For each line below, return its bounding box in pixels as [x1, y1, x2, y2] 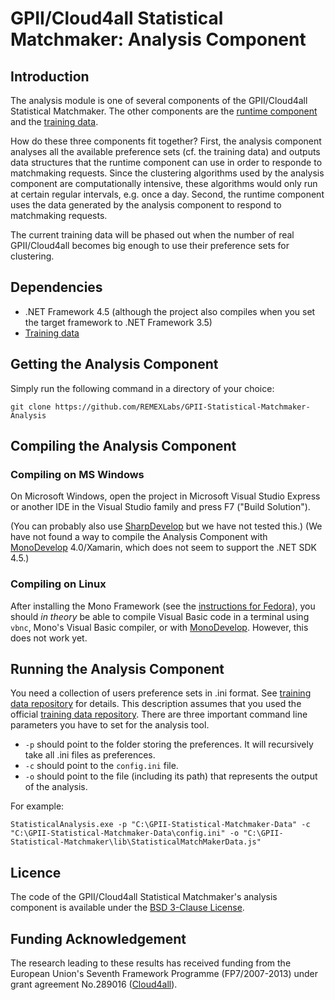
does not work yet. [10, 632, 88, 644]
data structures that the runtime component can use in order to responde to [10, 157, 323, 168]
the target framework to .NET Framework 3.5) [24, 316, 213, 328]
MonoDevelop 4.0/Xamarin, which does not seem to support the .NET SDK [10, 542, 317, 554]
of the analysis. [24, 781, 88, 793]
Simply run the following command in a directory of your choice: [10, 382, 275, 394]
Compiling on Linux [10, 577, 107, 591]
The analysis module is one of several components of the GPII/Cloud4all [10, 95, 308, 106]
